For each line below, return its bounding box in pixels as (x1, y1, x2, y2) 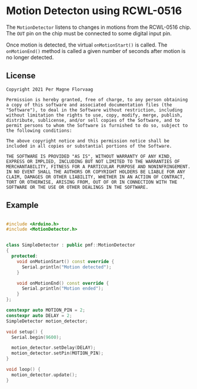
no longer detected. (6, 54, 54, 61)
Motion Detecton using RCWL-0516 (6, 4, 182, 18)
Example (6, 200, 39, 210)
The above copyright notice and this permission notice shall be (6, 138, 169, 144)
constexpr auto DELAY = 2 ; (6, 312, 72, 318)
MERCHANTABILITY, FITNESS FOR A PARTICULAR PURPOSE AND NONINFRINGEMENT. (6, 164, 191, 169)
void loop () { (6, 367, 41, 373)
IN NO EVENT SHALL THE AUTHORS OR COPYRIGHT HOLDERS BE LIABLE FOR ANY (6, 169, 185, 175)
